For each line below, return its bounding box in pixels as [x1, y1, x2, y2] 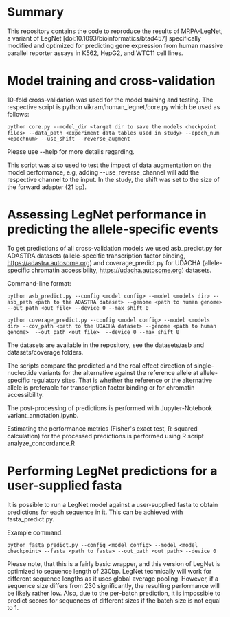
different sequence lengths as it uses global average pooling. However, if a [7, 574, 218, 583]
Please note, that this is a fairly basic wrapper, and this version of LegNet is [7, 559, 220, 568]
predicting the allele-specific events [7, 221, 218, 237]
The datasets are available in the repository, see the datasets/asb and [7, 341, 205, 349]
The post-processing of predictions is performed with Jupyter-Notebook [7, 403, 213, 412]
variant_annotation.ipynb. [7, 411, 79, 419]
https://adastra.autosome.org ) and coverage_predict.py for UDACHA [7, 258, 201, 267]
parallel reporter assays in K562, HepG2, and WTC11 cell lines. [7, 49, 183, 57]
